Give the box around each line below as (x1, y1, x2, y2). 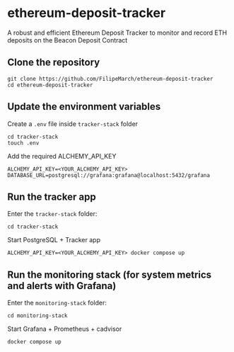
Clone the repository (7, 57, 100, 69)
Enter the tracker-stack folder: (7, 210, 98, 218)
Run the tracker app (7, 191, 97, 203)
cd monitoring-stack (7, 312, 69, 319)
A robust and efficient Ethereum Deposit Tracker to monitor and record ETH (7, 28, 228, 37)
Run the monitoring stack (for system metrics (7, 268, 212, 280)
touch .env (7, 140, 40, 147)
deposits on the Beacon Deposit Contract (7, 35, 128, 44)
